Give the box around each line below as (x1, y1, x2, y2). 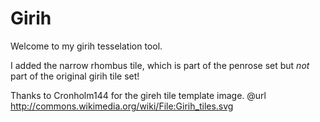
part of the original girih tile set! (10, 70, 140, 82)
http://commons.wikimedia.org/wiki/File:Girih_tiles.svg (10, 100, 234, 112)
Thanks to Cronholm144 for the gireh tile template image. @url (10, 89, 267, 101)
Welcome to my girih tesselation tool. (10, 40, 163, 52)
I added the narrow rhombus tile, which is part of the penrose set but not (10, 59, 310, 71)
